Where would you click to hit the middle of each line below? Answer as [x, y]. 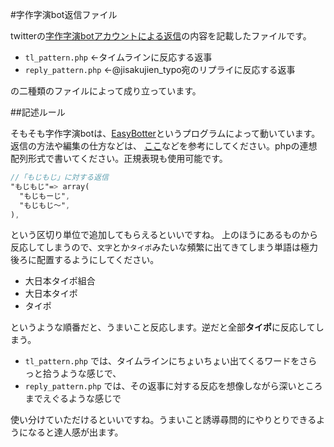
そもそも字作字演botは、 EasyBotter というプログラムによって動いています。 [165, 133]
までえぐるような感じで [73, 399]
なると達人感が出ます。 [75, 432]
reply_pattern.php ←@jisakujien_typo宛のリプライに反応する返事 [160, 69]
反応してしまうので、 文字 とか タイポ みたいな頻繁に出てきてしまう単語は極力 [164, 247]
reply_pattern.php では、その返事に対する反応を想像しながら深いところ [173, 386]
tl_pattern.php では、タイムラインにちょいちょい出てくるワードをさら [171, 361]
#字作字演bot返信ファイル [64, 14]
